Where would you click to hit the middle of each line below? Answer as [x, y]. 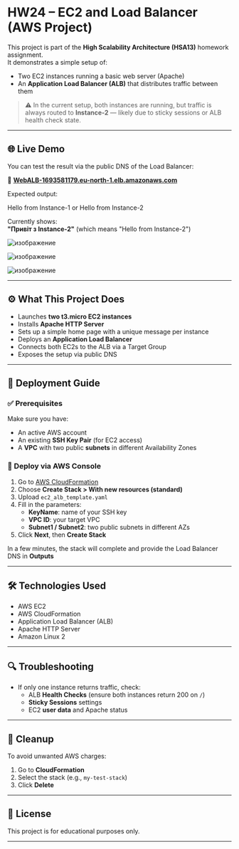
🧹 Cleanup [31, 739]
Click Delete [36, 785]
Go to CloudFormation [51, 769]
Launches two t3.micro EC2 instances [75, 316]
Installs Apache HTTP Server [61, 324]
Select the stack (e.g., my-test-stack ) [73, 777]
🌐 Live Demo [36, 149]
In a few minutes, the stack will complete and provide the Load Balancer [113, 548]
